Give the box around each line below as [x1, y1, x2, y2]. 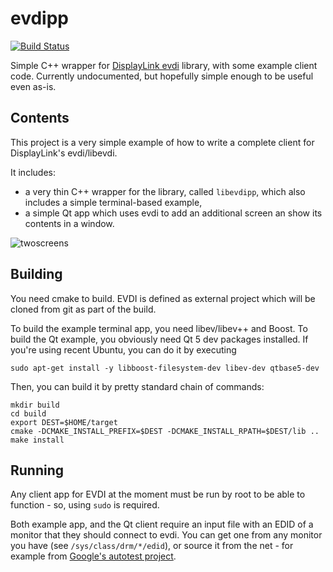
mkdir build [10, 400, 60, 410]
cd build [10, 408, 47, 419]
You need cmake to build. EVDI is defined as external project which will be [10, 292, 316, 304]
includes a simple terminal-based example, [24, 196, 203, 208]
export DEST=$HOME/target [10, 417, 118, 427]
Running [10, 462, 65, 479]
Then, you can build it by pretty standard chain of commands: [10, 380, 265, 392]
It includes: [10, 166, 56, 178]
